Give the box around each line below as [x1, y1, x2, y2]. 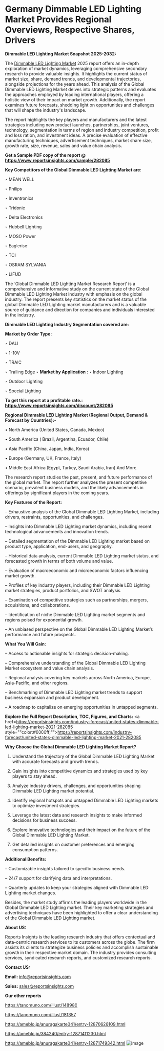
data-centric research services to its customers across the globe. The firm [5, 939, 155, 945]
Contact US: [5, 964, 30, 970]
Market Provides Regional [5, 14, 112, 25]
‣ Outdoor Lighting [5, 378, 43, 384]
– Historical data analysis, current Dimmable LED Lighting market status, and [5, 552, 159, 559]
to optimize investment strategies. [12, 802, 81, 809]
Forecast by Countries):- [5, 417, 56, 423]
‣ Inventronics [5, 195, 34, 201]
